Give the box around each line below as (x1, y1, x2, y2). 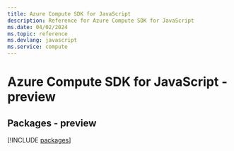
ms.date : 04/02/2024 (7, 23, 69, 30)
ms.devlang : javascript (7, 37, 78, 44)
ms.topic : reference (7, 30, 69, 38)
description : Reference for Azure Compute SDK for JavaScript (7, 17, 194, 24)
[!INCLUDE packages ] (7, 136, 71, 144)
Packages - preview (7, 117, 97, 129)
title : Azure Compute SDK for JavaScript (7, 10, 131, 18)
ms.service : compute (7, 43, 69, 50)
